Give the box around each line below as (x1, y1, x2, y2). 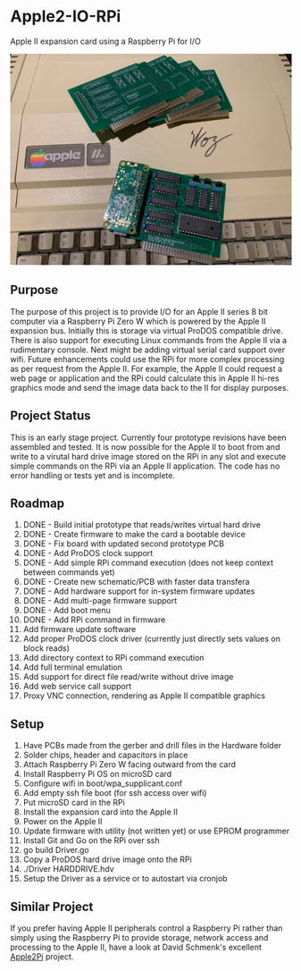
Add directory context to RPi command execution (22, 653, 205, 663)
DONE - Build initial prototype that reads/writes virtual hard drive (22, 519, 262, 530)
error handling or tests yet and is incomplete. (10, 469, 175, 480)
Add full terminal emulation (22, 662, 123, 672)
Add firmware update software (22, 624, 137, 635)
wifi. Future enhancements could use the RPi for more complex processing (10, 353, 285, 364)
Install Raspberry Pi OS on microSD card (22, 769, 172, 780)
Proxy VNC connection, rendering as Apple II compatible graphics (22, 690, 266, 701)
